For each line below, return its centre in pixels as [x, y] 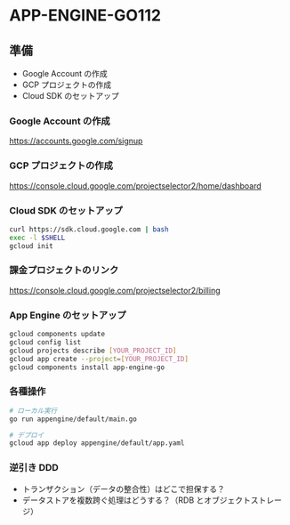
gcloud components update [57, 335]
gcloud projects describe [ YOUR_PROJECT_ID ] [93, 351]
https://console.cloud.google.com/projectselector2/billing [115, 290]
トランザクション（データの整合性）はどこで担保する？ [123, 489]
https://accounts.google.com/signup [76, 141]
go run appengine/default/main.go [73, 419]
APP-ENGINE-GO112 [85, 16]
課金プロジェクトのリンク [64, 271]
